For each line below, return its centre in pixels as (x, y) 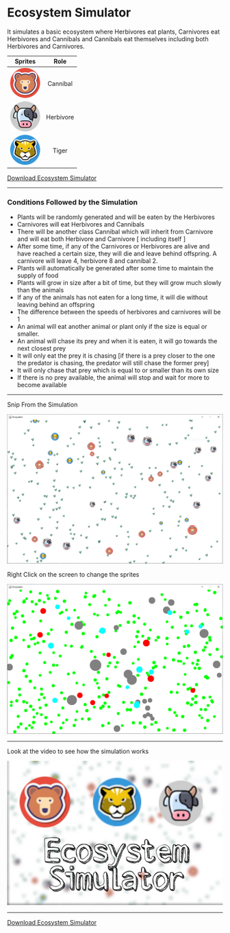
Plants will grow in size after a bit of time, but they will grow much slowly (119, 282)
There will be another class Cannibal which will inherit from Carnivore (115, 231)
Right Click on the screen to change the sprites (73, 575)
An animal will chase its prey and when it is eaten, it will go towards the (117, 341)
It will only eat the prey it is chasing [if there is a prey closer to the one (116, 356)
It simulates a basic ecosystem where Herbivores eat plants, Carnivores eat (114, 32)
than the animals (40, 290)
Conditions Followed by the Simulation (73, 202)
